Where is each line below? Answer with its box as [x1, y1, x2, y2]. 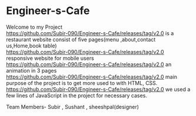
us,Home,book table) [6, 42, 57, 49]
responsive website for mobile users [6, 54, 94, 62]
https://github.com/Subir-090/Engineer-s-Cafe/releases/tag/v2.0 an [6, 60, 172, 68]
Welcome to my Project [6, 23, 63, 30]
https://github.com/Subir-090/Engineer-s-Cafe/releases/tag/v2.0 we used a [6, 86, 191, 93]
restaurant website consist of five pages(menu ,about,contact [6, 36, 156, 43]
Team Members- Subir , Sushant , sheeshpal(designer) [6, 103, 139, 110]
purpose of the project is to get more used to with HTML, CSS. [6, 79, 158, 86]
